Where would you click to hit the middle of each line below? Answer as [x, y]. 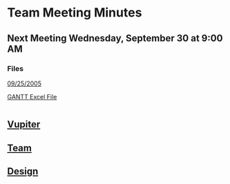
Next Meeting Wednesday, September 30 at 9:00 [115, 38]
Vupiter [24, 124]
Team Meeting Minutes [75, 13]
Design [23, 171]
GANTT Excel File [32, 96]
